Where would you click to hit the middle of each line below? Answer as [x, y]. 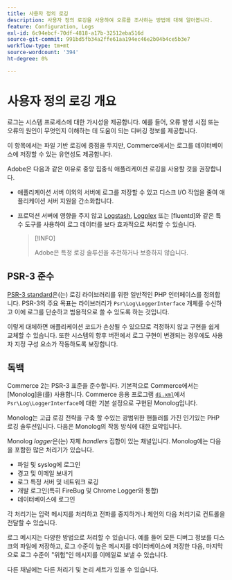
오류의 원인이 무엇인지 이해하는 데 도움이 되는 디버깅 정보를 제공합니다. [102, 130]
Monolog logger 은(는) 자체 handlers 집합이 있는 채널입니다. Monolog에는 [108, 441]
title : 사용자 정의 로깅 [38, 14]
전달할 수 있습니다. [32, 523]
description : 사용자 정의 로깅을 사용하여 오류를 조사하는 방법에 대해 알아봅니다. [110, 20]
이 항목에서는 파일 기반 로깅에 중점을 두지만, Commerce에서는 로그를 [100, 145]
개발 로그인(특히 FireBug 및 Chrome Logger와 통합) [88, 491]
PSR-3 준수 [31, 276]
